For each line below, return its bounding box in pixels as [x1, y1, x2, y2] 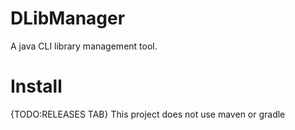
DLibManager [10, 7, 126, 30]
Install [10, 75, 63, 98]
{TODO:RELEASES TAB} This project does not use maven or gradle [10, 108, 286, 120]
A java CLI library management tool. [10, 40, 158, 52]
